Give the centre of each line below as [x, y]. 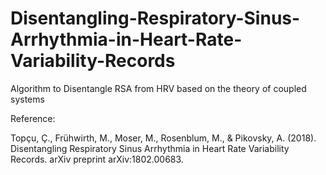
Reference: [33, 118]
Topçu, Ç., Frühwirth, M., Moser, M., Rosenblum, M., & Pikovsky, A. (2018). [163, 138]
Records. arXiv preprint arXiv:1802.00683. [97, 159]
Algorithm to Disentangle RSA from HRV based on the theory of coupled [158, 88]
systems [27, 99]
